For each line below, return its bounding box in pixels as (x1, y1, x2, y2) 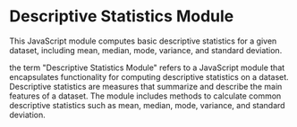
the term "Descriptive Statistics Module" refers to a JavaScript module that (9, 62, 285, 73)
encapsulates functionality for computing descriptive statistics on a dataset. (9, 71, 289, 82)
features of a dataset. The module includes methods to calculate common (9, 91, 282, 101)
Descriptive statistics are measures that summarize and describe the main (9, 81, 283, 91)
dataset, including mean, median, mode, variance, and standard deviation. (9, 44, 283, 55)
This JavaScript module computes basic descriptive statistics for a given (9, 36, 277, 46)
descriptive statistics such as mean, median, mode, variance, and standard (9, 99, 285, 110)
